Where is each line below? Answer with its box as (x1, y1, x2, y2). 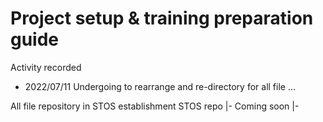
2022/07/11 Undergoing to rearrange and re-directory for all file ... (24, 80, 297, 92)
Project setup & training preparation (10, 7, 314, 30)
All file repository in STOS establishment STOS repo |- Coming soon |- (10, 100, 300, 112)
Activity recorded (10, 61, 82, 73)
